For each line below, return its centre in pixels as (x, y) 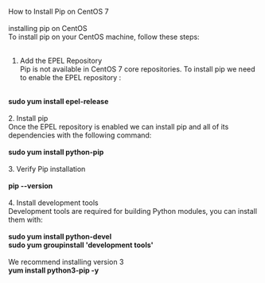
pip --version (31, 186)
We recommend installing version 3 (66, 262)
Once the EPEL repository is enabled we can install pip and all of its (119, 127)
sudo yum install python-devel (60, 236)
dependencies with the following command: (80, 135)
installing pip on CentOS (48, 28)
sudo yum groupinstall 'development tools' (81, 245)
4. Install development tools (53, 203)
